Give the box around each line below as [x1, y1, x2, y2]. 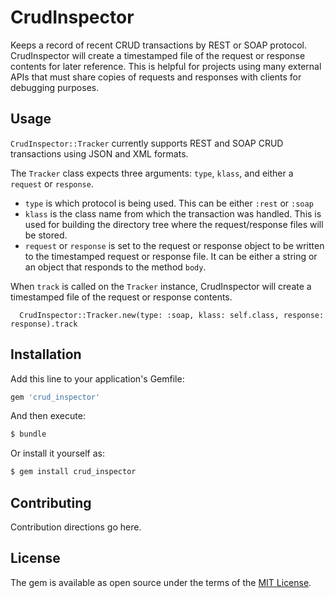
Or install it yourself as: [10, 447, 105, 460]
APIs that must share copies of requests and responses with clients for [10, 71, 302, 83]
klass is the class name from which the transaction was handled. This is [24, 207, 322, 220]
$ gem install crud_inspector [10, 467, 137, 477]
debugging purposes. [10, 81, 100, 93]
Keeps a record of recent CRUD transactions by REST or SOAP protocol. [10, 39, 307, 51]
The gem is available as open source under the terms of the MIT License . [10, 576, 312, 588]
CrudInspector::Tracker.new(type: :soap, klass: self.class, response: [19, 310, 325, 320]
